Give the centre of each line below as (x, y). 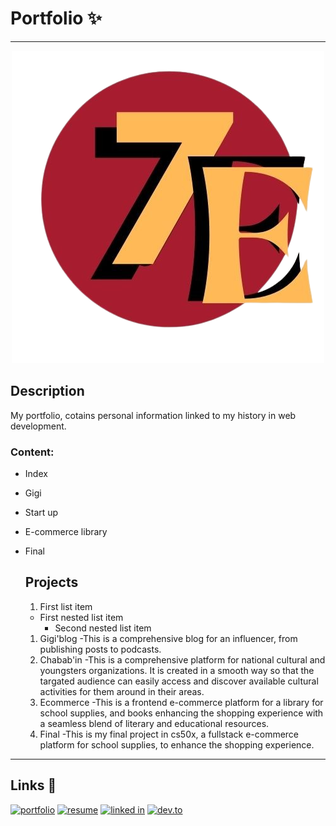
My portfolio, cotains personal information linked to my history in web (153, 415)
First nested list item (81, 617)
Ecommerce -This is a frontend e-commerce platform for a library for (181, 702)
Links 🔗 (33, 785)
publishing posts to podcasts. (100, 649)
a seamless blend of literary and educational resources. (154, 723)
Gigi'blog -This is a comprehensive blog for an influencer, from (168, 638)
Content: (32, 452)
